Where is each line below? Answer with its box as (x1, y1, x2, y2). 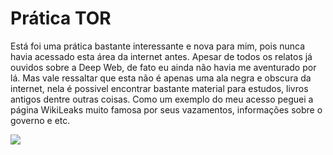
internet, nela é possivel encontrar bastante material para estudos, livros (10, 82, 309, 94)
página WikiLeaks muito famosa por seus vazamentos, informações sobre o (10, 103, 323, 116)
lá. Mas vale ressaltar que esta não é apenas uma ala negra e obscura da (10, 72, 312, 84)
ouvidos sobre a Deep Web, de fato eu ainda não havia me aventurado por (10, 61, 317, 73)
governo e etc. (10, 114, 71, 126)
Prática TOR (10, 7, 112, 30)
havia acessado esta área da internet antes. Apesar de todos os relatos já (10, 50, 313, 62)
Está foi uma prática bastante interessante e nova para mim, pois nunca (10, 40, 306, 52)
